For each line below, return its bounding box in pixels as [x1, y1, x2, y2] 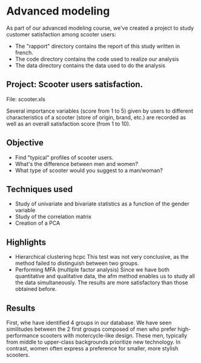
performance [6, 332, 39, 339]
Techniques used [6, 184, 73, 195]
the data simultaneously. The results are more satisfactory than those [15, 279, 188, 286]
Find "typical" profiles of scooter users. [15, 153, 114, 161]
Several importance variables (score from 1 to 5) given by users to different [6, 107, 194, 115]
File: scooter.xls [6, 95, 45, 102]
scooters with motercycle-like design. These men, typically [40, 332, 188, 339]
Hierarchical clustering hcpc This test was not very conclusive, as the [15, 253, 189, 261]
